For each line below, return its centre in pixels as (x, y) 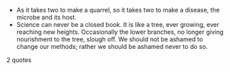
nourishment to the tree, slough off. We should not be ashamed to (110, 39)
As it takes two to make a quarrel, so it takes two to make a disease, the (118, 10)
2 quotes (19, 60)
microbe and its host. (46, 17)
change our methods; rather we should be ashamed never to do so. (112, 47)
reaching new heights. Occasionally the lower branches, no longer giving (120, 32)
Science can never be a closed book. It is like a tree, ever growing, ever (118, 24)
